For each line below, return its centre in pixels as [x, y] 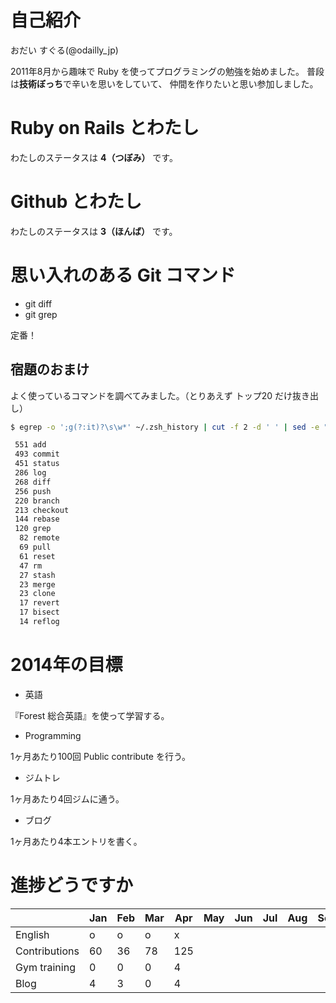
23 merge [37, 584]
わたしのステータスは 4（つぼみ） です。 [94, 157]
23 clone [37, 594]
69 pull [35, 547]
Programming [53, 735]
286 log [30, 473]
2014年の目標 [66, 665]
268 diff [33, 482]
